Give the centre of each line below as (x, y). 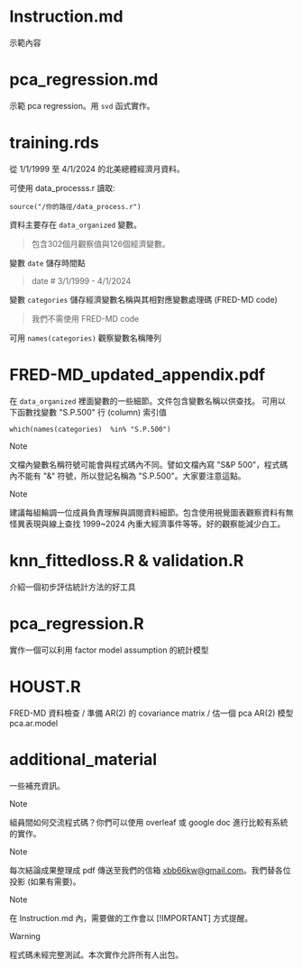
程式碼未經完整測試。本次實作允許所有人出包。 (96, 954)
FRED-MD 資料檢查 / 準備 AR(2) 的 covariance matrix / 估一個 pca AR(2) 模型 (151, 713)
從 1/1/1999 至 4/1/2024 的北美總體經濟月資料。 (97, 169)
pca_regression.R (77, 623)
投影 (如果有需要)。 (45, 881)
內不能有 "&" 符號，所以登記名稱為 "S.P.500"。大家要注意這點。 (128, 476)
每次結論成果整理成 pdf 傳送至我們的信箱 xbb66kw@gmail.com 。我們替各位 (150, 870)
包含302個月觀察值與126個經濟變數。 (101, 243)
